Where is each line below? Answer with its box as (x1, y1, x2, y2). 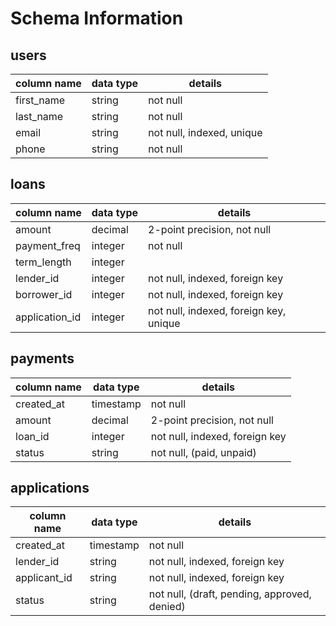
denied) (148, 600, 186, 614)
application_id (15, 310, 82, 324)
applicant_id (15, 571, 73, 585)
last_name (15, 110, 64, 123)
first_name (15, 93, 66, 107)
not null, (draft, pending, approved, (148, 587, 312, 601)
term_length (15, 255, 72, 269)
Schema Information (10, 7, 184, 30)
